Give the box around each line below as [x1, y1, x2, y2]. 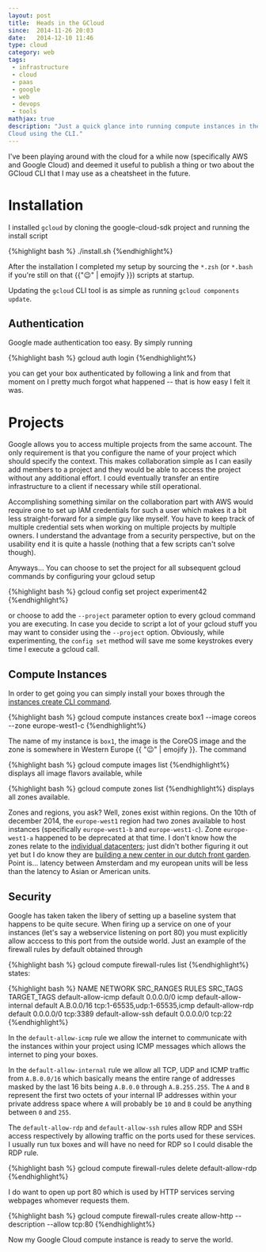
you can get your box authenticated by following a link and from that [8, 368, 231, 378]
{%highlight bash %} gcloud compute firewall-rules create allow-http [8, 1211, 234, 1220]
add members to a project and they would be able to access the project [8, 465, 241, 475]
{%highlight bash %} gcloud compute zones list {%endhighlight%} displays [8, 784, 255, 794]
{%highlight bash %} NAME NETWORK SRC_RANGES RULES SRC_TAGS [8, 984, 244, 993]
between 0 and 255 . [8, 1107, 71, 1116]
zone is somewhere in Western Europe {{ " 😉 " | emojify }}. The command [8, 745, 247, 754]
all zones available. [8, 792, 70, 802]
